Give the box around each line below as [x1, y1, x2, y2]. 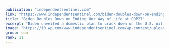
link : [5, 12, 17, 17]
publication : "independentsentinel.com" [5, 7, 92, 12]
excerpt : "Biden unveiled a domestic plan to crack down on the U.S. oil [5, 21, 163, 26]
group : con [5, 30, 28, 35]
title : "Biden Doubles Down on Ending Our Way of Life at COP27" [5, 16, 145, 21]
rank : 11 [5, 35, 24, 40]
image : [5, 26, 19, 31]
